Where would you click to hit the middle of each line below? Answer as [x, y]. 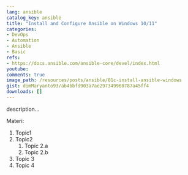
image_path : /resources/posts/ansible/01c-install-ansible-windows [94, 80]
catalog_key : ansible [34, 18]
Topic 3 [25, 158]
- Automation [23, 40]
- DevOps [17, 35]
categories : [21, 29]
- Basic [16, 52]
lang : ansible [24, 12]
